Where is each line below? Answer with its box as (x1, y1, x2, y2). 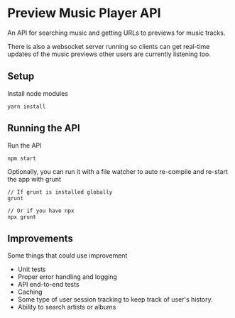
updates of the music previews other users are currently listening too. (7, 50, 212, 58)
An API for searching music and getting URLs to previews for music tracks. (7, 28, 226, 37)
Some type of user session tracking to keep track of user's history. (17, 295, 213, 304)
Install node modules (7, 89, 69, 97)
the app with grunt (7, 175, 62, 183)
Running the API (7, 122, 80, 134)
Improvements (7, 232, 73, 244)
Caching (17, 287, 43, 296)
